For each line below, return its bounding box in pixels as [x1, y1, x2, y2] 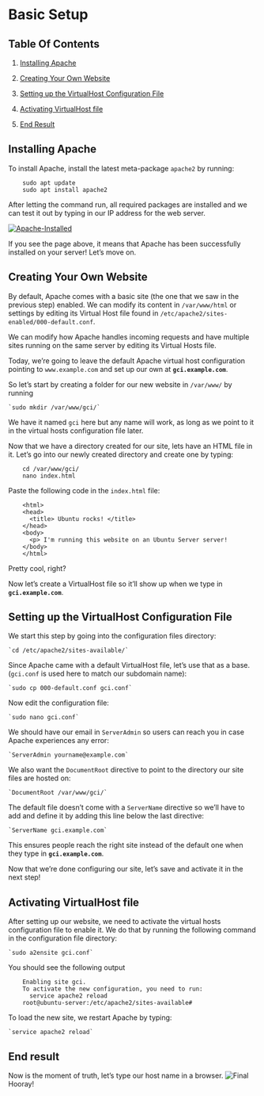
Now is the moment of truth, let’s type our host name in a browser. [8, 1071, 224, 1080]
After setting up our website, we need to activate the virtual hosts [8, 917, 221, 926]
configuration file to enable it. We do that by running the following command [8, 925, 256, 935]
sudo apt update [22, 178, 77, 187]
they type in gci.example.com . [8, 849, 104, 858]
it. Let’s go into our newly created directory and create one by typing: [8, 450, 234, 459]
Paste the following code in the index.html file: [8, 485, 160, 495]
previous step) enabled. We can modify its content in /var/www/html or [8, 300, 237, 309]
